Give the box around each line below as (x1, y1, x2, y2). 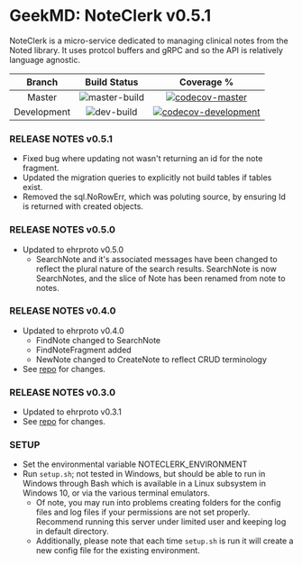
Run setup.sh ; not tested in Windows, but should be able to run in (22, 469, 266, 479)
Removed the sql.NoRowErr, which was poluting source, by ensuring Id (22, 191, 287, 203)
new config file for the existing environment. (35, 545, 200, 556)
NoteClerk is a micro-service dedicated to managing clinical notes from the (9, 35, 288, 46)
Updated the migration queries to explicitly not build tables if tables (22, 172, 272, 183)
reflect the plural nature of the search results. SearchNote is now (35, 263, 277, 274)
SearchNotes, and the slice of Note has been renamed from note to (35, 272, 286, 284)
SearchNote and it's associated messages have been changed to (35, 253, 278, 264)
